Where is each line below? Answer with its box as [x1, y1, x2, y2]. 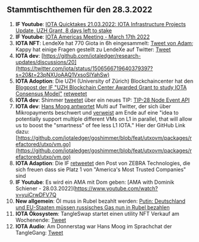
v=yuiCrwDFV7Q [15, 191, 57, 198]
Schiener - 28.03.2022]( [15, 184, 75, 192]
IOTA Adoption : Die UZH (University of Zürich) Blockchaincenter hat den [15, 77, 194, 84]
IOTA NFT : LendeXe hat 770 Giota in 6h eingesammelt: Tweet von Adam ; [15, 39, 194, 46]
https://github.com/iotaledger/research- [43, 52, 141, 59]
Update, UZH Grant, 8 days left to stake [15, 27, 112, 34]
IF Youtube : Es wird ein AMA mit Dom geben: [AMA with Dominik [15, 178, 175, 186]
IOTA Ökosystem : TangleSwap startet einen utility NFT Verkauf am [15, 210, 180, 217]
